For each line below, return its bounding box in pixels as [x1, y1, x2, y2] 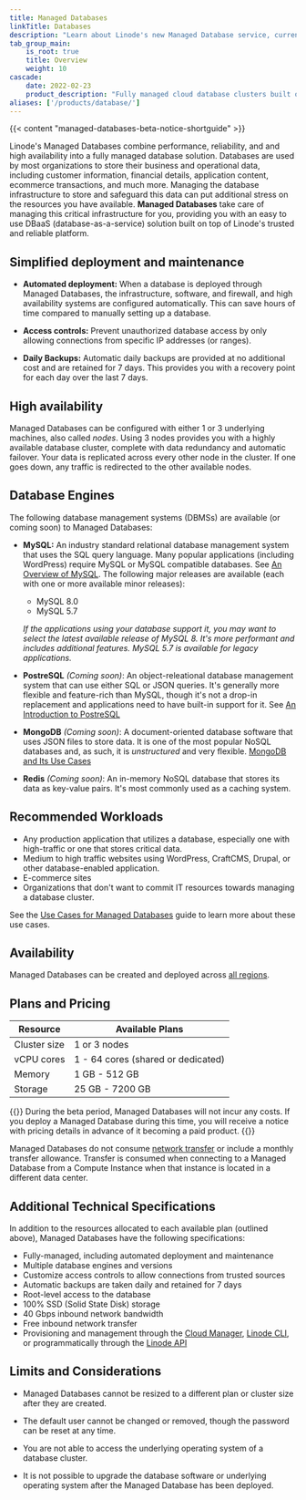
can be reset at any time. [22, 1424, 117, 1436]
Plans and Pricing [9, 996, 111, 1011]
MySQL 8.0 [36, 595, 79, 606]
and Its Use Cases [22, 755, 92, 766]
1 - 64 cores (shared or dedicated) [74, 1053, 226, 1066]
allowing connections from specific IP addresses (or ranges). [22, 335, 252, 347]
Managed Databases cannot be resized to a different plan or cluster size [22, 1388, 294, 1399]
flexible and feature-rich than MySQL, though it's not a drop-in [22, 689, 258, 700]
